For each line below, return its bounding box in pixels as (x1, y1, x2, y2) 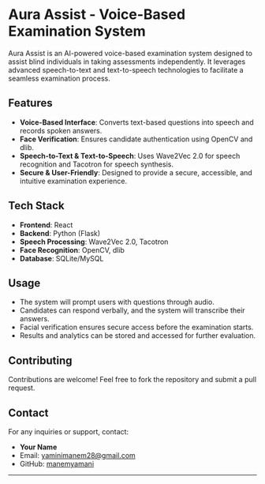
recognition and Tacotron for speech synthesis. (19, 159, 174, 169)
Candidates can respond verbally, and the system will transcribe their (19, 306, 246, 315)
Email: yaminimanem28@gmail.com (19, 451, 136, 460)
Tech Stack (8, 199, 65, 212)
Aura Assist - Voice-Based (8, 6, 186, 24)
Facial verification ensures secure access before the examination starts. (19, 322, 254, 332)
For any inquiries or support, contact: (8, 427, 129, 436)
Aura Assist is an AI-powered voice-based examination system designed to (8, 48, 252, 58)
